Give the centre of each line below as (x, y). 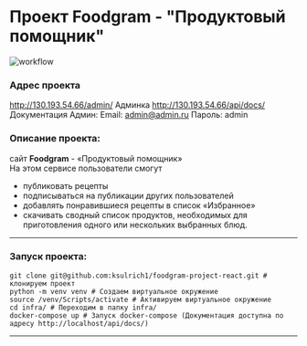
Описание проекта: (55, 139)
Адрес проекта (45, 85)
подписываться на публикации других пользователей (128, 195)
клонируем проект (42, 283)
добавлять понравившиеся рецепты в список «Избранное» (139, 205)
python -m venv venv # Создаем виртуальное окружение (114, 291)
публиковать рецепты (65, 185)
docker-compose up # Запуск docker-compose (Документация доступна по (147, 315)
